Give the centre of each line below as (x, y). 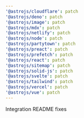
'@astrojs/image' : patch (35, 22)
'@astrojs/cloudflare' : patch (42, 11)
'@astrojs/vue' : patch (33, 92)
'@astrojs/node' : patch (34, 38)
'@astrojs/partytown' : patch (41, 44)
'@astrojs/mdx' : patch (33, 28)
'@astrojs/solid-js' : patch (39, 71)
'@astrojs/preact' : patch (36, 49)
